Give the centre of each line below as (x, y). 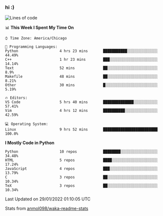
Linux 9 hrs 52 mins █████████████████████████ (81, 130)
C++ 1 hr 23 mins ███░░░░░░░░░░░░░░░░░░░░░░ (81, 60)
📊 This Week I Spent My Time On (39, 28)
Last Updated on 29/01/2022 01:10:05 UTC (48, 199)
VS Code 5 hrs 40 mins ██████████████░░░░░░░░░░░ (81, 102)
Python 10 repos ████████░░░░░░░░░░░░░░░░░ (81, 152)
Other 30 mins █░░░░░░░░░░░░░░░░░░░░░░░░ (81, 85)
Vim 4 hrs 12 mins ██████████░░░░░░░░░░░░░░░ (81, 111)
